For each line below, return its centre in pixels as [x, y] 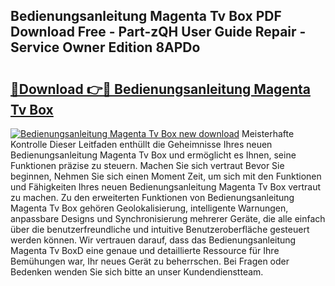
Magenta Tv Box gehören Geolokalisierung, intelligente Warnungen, [149, 208]
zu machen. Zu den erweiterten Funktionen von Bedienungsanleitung [152, 197]
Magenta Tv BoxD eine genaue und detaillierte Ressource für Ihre [145, 250]
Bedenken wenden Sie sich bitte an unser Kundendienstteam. [137, 272]
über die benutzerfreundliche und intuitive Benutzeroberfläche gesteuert [160, 229]
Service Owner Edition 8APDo [105, 47]
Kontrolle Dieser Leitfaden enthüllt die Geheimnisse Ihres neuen [141, 144]
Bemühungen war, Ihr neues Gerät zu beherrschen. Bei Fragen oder [150, 261]
